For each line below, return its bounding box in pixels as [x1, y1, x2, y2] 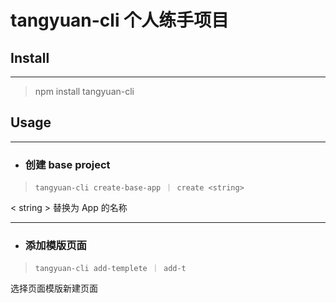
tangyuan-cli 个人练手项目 [10, 9, 230, 32]
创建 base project [24, 157, 111, 171]
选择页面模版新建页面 [10, 282, 98, 295]
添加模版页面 [24, 239, 87, 253]
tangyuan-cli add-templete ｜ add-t [34, 264, 187, 274]
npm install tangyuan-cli [34, 86, 135, 97]
